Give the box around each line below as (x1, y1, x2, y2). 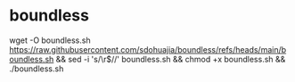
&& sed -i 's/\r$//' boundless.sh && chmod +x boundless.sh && (55, 53, 286, 64)
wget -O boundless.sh (9, 35, 91, 45)
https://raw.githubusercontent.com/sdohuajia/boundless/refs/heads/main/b (9, 44, 287, 54)
